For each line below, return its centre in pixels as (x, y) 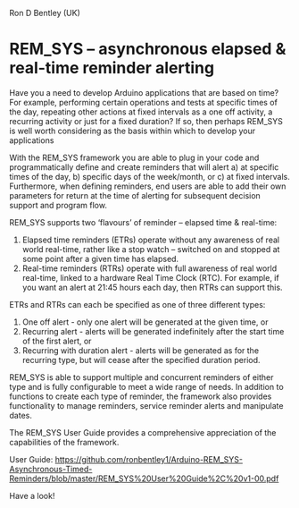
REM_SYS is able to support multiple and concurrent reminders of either (141, 377)
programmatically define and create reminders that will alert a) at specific (144, 167)
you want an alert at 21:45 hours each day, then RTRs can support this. (152, 287)
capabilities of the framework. (64, 442)
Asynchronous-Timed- (51, 469)
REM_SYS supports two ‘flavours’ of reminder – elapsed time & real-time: (143, 222)
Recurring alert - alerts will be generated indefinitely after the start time (153, 331)
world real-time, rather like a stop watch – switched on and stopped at (151, 249)
